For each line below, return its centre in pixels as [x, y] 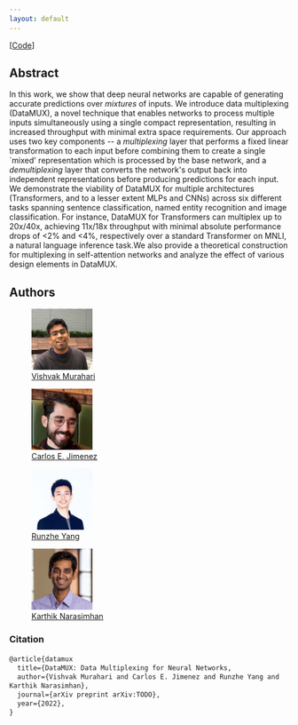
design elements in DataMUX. [63, 264]
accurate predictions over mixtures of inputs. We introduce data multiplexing [149, 104]
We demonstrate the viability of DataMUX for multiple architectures [132, 189]
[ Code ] [22, 45]
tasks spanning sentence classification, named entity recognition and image [148, 208]
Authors [32, 292]
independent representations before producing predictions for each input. [144, 179]
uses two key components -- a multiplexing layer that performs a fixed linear [149, 141]
